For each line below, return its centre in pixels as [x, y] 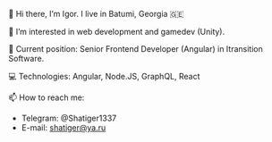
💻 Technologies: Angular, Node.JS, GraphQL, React [104, 76]
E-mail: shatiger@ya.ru [64, 128]
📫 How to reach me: [47, 97]
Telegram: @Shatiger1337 [69, 118]
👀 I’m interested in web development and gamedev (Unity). [117, 32]
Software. [26, 58]
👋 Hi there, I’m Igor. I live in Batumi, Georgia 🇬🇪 [96, 14]
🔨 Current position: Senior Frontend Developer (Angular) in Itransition [136, 49]
